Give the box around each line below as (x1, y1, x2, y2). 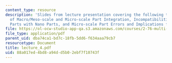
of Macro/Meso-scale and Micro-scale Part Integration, (10, 17, 132, 22)
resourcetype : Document (5, 41, 56, 46)
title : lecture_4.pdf (5, 45, 52, 50)
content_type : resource (5, 7, 56, 13)
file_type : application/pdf (5, 31, 66, 36)
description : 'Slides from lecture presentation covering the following (5, 12, 164, 17)
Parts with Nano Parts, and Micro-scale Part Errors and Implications (10, 21, 164, 27)
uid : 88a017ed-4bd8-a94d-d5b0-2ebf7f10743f (5, 50, 100, 55)
